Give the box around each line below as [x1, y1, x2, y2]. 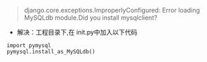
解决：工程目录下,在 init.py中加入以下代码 [16, 28, 138, 36]
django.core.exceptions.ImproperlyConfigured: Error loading [23, 6, 201, 14]
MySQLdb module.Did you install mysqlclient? [23, 13, 158, 22]
